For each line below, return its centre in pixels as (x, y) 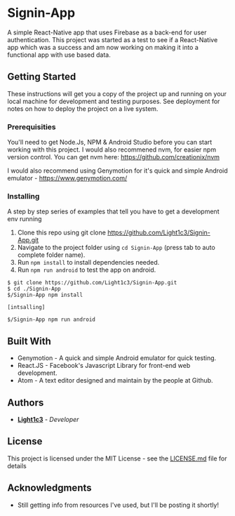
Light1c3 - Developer (48, 419)
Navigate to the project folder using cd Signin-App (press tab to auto (116, 248)
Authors (26, 403)
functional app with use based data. (59, 55)
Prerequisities (32, 126)
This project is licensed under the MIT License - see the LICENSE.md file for (117, 458)
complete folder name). (51, 255)
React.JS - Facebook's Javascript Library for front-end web (104, 366)
